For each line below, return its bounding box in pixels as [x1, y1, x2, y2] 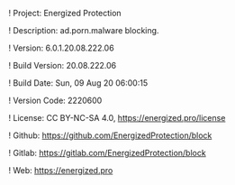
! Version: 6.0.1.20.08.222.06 [8, 42, 114, 53]
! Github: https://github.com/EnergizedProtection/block [8, 130, 212, 141]
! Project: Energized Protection [8, 8, 122, 18]
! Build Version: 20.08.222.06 [8, 60, 117, 70]
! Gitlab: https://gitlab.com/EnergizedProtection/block [8, 148, 206, 158]
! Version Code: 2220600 [8, 95, 103, 106]
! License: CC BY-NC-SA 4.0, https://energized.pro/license [8, 113, 226, 123]
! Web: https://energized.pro [8, 165, 113, 175]
